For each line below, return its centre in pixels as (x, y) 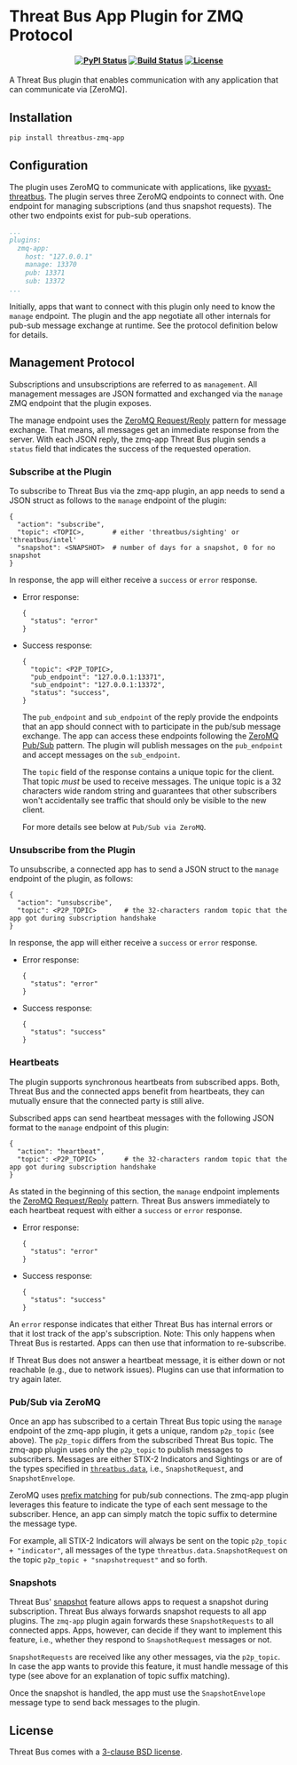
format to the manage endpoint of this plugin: (89, 1127)
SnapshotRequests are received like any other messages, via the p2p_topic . (145, 1657)
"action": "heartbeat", (61, 1151)
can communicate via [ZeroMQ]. (68, 90)
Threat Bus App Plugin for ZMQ (126, 16)
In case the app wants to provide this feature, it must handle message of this (149, 1666)
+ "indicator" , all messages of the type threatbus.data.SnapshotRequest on (148, 1550)
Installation (41, 117)
